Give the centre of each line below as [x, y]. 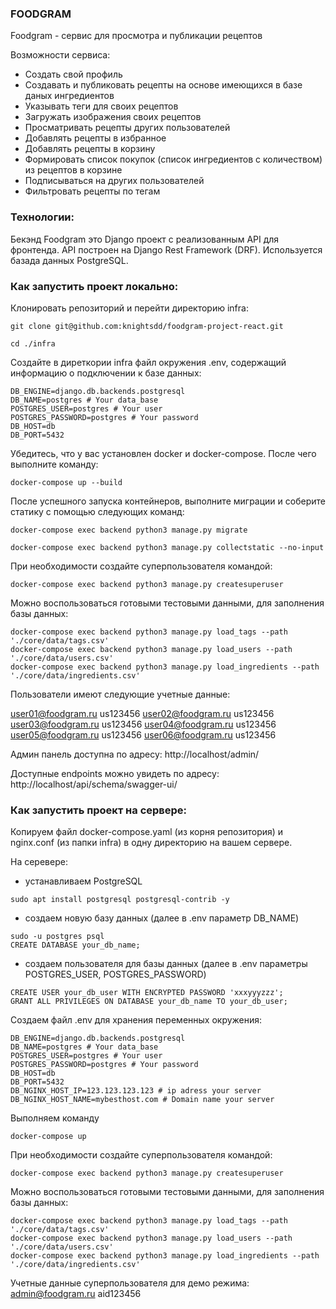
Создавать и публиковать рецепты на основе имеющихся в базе [163, 85]
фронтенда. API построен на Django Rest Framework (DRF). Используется [166, 249]
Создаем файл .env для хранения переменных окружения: [136, 1020]
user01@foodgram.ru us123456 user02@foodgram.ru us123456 [142, 713]
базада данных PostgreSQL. [69, 260]
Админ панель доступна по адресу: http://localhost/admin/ [135, 754]
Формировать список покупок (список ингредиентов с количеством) [173, 159]
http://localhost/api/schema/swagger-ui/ [94, 784]
